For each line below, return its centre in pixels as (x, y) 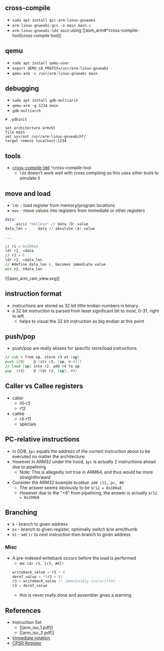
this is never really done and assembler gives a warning (75, 595)
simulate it (30, 178)
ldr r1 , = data (20, 251)
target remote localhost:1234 (36, 141)
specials (28, 424)
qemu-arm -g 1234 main (35, 106)
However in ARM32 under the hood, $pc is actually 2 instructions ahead (84, 462)
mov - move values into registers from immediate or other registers (79, 210)
